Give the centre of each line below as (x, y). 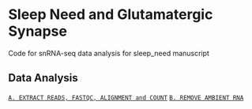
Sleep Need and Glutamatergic (111, 15)
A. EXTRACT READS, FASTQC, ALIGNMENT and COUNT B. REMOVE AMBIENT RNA (126, 98)
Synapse (38, 31)
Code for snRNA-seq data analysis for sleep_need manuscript (109, 53)
